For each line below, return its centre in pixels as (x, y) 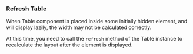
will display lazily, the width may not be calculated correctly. (79, 27)
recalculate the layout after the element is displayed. (69, 45)
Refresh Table (26, 9)
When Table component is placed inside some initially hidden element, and (97, 21)
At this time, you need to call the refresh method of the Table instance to (94, 39)
